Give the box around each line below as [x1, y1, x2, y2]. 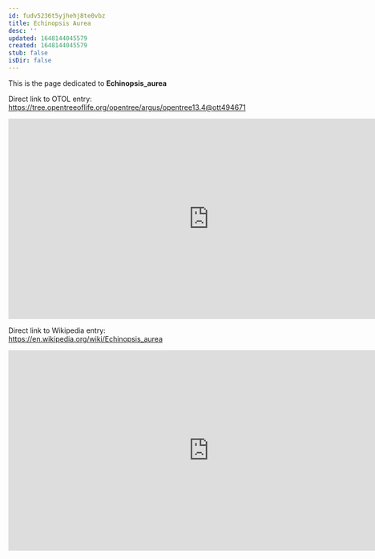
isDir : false [8, 57, 52, 65]
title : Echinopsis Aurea [8, 19, 91, 27]
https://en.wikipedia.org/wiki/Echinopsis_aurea [8, 334, 163, 343]
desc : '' [8, 26, 38, 34]
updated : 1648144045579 [8, 34, 88, 43]
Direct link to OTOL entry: [8, 94, 92, 103]
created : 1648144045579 [8, 42, 88, 50]
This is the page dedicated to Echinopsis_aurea [8, 78, 167, 88]
